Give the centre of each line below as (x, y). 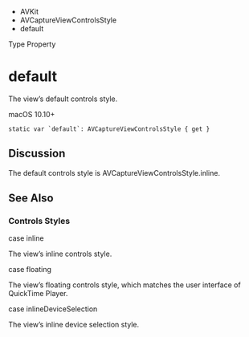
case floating (30, 270)
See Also (31, 199)
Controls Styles (39, 221)
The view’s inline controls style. (60, 254)
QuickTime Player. (38, 294)
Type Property (32, 44)
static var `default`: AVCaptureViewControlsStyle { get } (109, 129)
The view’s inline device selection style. (74, 325)
